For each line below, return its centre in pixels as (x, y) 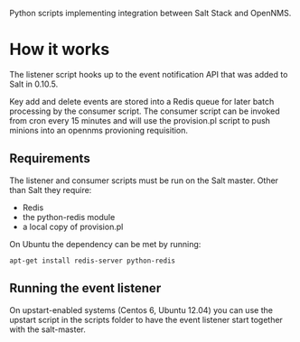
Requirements (50, 158)
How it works (60, 50)
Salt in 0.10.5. (34, 84)
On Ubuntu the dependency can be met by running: (105, 244)
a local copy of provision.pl (73, 226)
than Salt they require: (51, 189)
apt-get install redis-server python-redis (93, 261)
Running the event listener (85, 288)
